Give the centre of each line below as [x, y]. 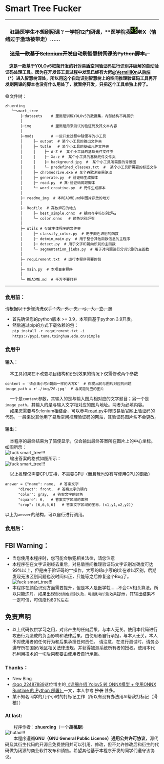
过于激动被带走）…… [35, 39]
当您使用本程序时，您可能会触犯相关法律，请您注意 [63, 558]
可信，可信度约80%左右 [45, 600]
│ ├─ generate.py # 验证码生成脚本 [59, 178]
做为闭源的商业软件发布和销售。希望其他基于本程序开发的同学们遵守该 [80, 750]
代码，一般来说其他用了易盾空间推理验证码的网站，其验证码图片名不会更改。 [82, 417]
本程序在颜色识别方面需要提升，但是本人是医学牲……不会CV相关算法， [83, 588]
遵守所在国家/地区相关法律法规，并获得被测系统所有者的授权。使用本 [81, 648]
